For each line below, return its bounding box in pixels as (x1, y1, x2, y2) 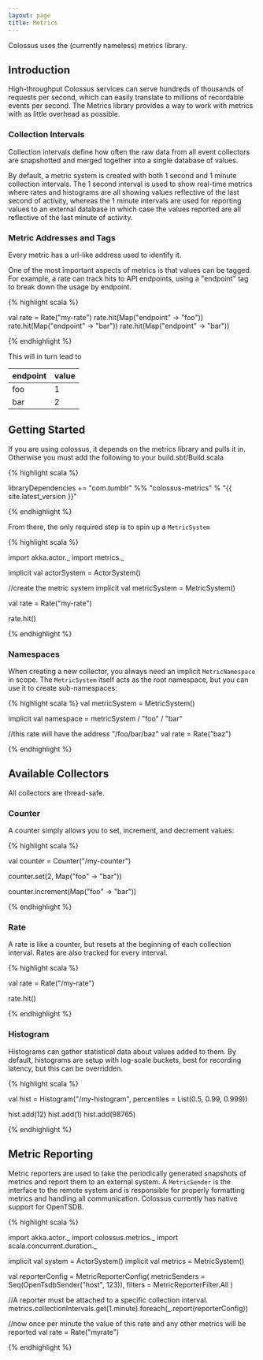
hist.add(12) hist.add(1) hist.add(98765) (8, 1109, 136, 1119)
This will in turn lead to (8, 352, 82, 361)
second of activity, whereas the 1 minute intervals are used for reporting (8, 196, 242, 205)
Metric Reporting (8, 1148, 94, 1161)
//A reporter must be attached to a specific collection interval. (8, 1295, 209, 1305)
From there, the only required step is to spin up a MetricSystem (8, 522, 210, 531)
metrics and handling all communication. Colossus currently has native (8, 1194, 238, 1203)
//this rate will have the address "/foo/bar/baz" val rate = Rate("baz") (8, 729, 232, 739)
